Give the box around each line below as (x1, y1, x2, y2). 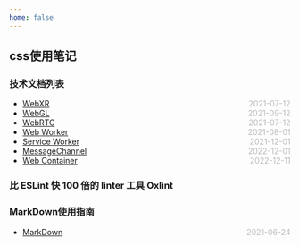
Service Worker (21, 136, 80, 148)
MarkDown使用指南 (9, 206, 96, 218)
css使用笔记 (9, 48, 77, 64)
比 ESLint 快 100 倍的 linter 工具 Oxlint (9, 180, 174, 192)
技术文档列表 (9, 77, 65, 89)
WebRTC (21, 117, 55, 128)
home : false (9, 13, 54, 22)
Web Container (21, 156, 79, 166)
